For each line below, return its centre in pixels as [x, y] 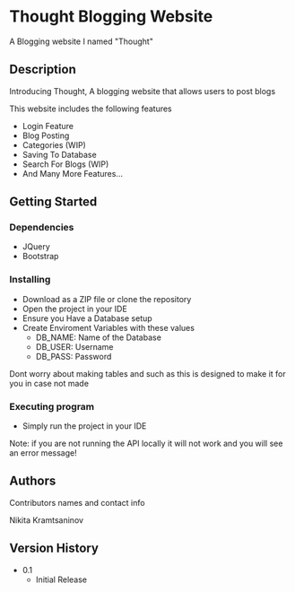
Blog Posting [46, 135]
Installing [30, 280]
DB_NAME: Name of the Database [98, 337]
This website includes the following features [91, 109]
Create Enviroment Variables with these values [108, 327]
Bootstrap [40, 257]
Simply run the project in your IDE [84, 426]
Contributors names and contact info [77, 502]
